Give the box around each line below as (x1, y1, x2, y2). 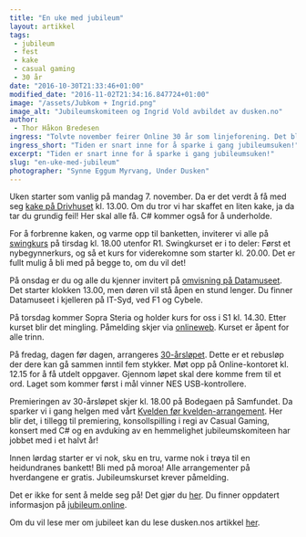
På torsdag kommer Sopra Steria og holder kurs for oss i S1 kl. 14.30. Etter (9, 312, 287, 323)
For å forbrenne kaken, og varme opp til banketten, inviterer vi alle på (9, 228, 269, 239)
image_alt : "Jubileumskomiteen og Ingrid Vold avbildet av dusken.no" (9, 107, 283, 116)
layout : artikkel (9, 22, 76, 31)
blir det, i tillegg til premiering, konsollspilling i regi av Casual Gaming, (9, 416, 270, 426)
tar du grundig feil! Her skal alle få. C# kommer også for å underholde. (9, 211, 273, 222)
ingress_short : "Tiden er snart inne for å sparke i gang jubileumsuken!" (9, 141, 300, 150)
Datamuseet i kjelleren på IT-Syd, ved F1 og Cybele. (9, 294, 203, 306)
